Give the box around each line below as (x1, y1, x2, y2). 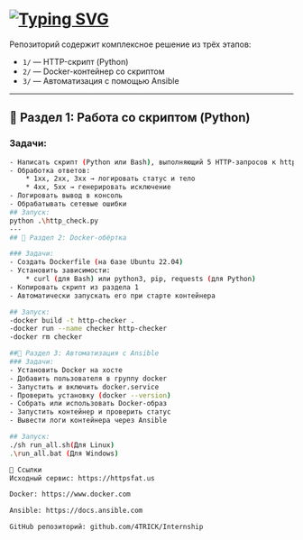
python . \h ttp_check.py (9, 216, 99, 225)
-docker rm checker (9, 333, 83, 342)
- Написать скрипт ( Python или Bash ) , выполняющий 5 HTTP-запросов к (9, 158, 277, 167)
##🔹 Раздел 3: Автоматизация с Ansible (9, 349, 160, 358)
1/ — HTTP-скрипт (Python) (22, 56, 129, 67)
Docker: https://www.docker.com (9, 490, 131, 499)
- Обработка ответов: (9, 166, 91, 175)
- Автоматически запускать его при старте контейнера (9, 291, 216, 300)
